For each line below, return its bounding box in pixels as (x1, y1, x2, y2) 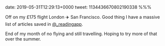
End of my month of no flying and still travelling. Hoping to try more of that (5, 31, 158, 37)
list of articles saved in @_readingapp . (5, 21, 83, 27)
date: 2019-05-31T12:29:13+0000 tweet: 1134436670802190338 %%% (5, 4, 152, 10)
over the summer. (5, 36, 41, 42)
